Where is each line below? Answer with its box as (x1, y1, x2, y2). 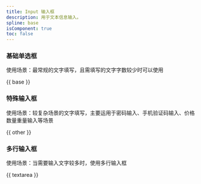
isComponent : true (6, 25, 52, 32)
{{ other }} (6, 128, 32, 136)
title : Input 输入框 (6, 8, 55, 15)
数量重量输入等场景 (6, 116, 54, 124)
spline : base (6, 20, 39, 26)
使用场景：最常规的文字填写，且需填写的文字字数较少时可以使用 (6, 66, 163, 73)
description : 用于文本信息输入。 (6, 14, 82, 20)
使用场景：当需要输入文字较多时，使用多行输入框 (6, 160, 127, 167)
